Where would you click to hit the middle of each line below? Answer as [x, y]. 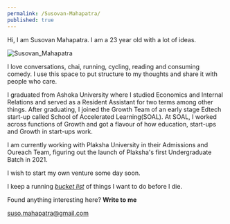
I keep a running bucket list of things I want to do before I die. [95, 186]
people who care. [32, 81]
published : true [30, 20]
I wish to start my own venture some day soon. [74, 173]
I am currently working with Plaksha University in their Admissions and [108, 144]
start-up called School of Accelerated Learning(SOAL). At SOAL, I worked [112, 116]
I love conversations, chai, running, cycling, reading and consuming [103, 66]
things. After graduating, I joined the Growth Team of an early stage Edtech [114, 109]
